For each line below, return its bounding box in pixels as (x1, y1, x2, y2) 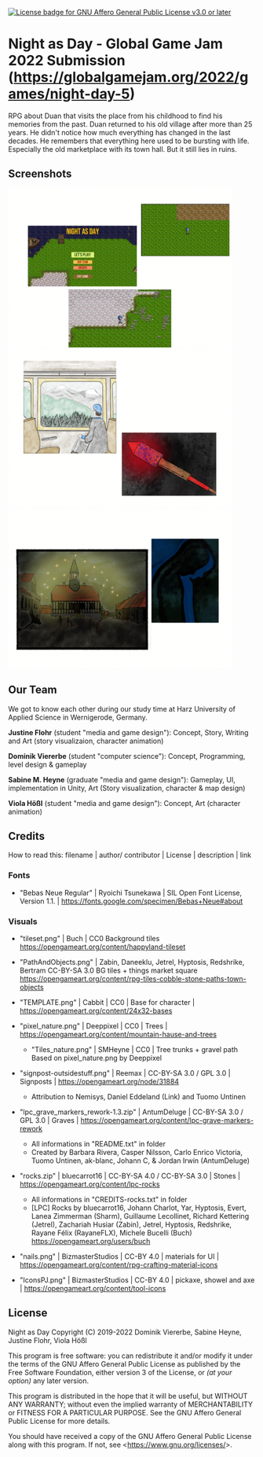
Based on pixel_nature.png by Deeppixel (31, 1053, 163, 1062)
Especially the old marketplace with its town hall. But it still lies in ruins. (8, 144, 237, 153)
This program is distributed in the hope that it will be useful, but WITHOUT (8, 1391, 248, 1400)
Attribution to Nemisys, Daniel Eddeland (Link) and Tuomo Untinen (31, 1091, 246, 1101)
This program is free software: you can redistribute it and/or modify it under (8, 1351, 253, 1360)
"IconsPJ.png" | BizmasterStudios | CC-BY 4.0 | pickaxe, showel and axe (19, 1275, 255, 1285)
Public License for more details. (8, 1416, 111, 1426)
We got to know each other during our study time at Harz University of (8, 704, 236, 713)
